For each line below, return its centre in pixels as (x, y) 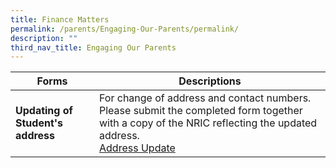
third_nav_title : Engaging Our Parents (93, 47)
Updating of (44, 111)
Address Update (137, 148)
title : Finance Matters (60, 19)
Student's (39, 123)
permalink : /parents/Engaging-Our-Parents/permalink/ (125, 29)
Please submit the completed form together (201, 111)
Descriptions (210, 81)
